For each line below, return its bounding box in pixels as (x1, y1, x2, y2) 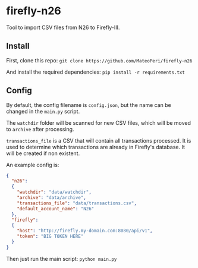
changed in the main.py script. (6, 108, 80, 115)
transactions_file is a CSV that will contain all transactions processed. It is (6, 137, 191, 144)
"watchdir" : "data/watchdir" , (17, 189, 92, 196)
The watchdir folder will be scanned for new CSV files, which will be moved (6, 119, 191, 126)
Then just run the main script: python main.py (6, 255, 117, 262)
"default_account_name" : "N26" (17, 206, 95, 212)
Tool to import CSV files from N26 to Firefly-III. (6, 24, 120, 31)
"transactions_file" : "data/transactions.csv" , (17, 200, 137, 206)
